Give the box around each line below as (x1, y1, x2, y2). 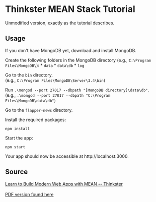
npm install (5, 126, 30, 131)
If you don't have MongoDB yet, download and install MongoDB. (5, 47, 137, 53)
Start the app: (5, 135, 33, 141)
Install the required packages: (5, 117, 66, 123)
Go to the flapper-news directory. (5, 107, 73, 113)
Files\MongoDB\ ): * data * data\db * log (5, 62, 84, 68)
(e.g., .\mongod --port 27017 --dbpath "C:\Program (5, 92, 111, 98)
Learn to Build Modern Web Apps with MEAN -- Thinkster (5, 181, 123, 187)
